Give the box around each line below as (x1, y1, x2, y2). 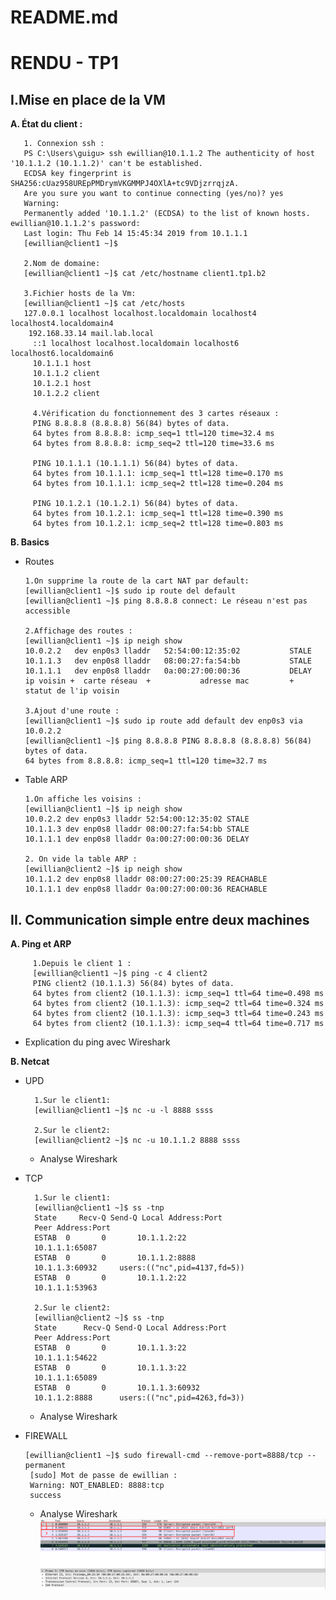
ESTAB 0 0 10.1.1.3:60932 (34, 1383, 200, 1393)
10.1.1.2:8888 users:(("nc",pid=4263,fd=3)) (34, 1393, 245, 1403)
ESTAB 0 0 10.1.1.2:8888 (34, 1253, 196, 1263)
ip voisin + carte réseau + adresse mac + (24, 676, 295, 686)
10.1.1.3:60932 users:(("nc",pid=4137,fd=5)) (34, 1263, 245, 1273)
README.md (10, 6, 119, 29)
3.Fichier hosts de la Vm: (23, 289, 137, 299)
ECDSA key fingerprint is (23, 169, 132, 179)
